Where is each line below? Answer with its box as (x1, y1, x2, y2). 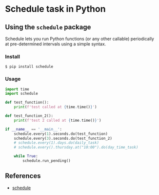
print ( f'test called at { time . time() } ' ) (14, 105, 97, 109)
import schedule (5, 91, 38, 96)
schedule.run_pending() (22, 158, 71, 163)
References (5, 172, 41, 180)
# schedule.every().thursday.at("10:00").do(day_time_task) (14, 145, 139, 150)
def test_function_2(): (5, 113, 54, 118)
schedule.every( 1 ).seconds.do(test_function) (14, 131, 108, 136)
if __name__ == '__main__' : (5, 127, 62, 131)
